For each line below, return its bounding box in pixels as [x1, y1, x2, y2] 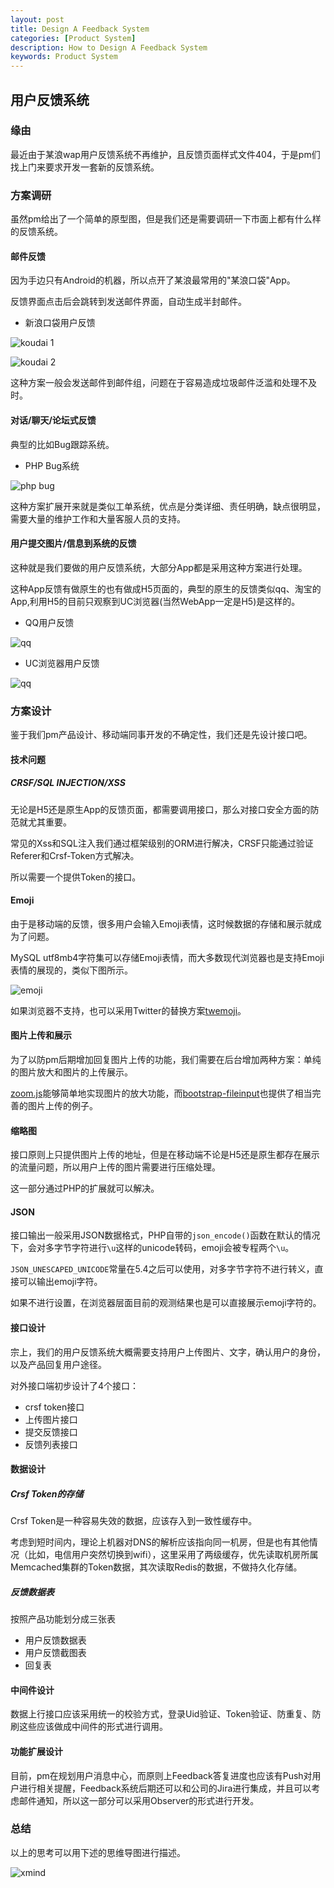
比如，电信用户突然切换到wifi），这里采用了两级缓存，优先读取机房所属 [27, 1549, 319, 1561]
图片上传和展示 [10, 1029, 72, 1041]
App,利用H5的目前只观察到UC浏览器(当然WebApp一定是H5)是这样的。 [10, 595, 301, 607]
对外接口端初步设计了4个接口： [10, 1379, 140, 1391]
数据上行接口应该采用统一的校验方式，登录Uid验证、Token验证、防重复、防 [10, 1708, 322, 1720]
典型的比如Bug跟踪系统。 [10, 438, 115, 450]
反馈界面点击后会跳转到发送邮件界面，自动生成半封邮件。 [10, 296, 247, 308]
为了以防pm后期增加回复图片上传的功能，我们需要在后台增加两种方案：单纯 [10, 1053, 322, 1065]
